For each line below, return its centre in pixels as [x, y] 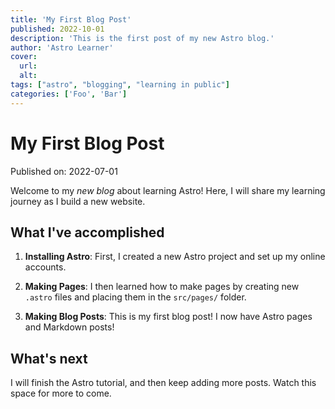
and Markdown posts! [69, 327]
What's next [49, 358]
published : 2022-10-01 [57, 29]
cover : [24, 57]
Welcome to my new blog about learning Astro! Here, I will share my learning [168, 190]
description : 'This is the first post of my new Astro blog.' [142, 38]
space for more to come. [61, 393]
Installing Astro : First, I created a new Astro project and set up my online [175, 257]
